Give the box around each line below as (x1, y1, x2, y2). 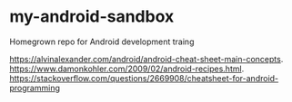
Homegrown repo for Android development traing (9, 36, 195, 47)
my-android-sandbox (9, 6, 175, 27)
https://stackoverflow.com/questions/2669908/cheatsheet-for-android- (9, 72, 279, 83)
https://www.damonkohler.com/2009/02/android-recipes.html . (9, 63, 245, 74)
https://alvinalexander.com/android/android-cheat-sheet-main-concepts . (9, 53, 284, 64)
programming (9, 82, 61, 93)
